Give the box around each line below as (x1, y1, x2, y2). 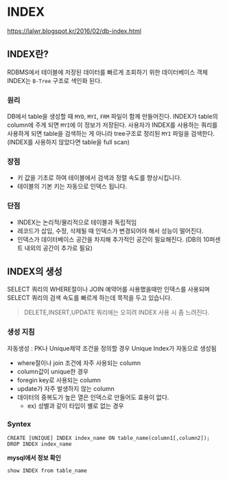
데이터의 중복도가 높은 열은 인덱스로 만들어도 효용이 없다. (16, 392, 169, 401)
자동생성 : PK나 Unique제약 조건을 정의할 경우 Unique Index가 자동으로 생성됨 (7, 344, 217, 352)
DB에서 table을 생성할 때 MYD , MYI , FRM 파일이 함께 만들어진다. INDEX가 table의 (7, 113, 218, 121)
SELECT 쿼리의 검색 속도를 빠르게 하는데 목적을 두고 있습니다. (7, 294, 173, 302)
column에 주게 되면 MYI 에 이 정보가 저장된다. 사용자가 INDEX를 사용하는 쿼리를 (7, 121, 218, 129)
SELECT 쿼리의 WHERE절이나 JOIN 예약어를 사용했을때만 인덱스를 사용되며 (7, 285, 211, 294)
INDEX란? (7, 49, 49, 60)
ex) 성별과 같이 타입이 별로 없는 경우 (27, 401, 125, 410)
